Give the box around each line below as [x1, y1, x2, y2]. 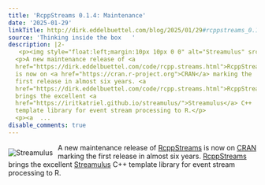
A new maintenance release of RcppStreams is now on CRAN [58, 142, 257, 152]
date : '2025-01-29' [8, 19, 73, 27]
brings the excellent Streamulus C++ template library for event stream [8, 159, 235, 169]
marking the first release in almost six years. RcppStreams [58, 151, 247, 161]
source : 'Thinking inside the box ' [8, 33, 136, 42]
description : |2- [8, 41, 65, 49]
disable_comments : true [8, 121, 87, 129]
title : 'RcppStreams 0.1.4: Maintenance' [8, 11, 147, 20]
